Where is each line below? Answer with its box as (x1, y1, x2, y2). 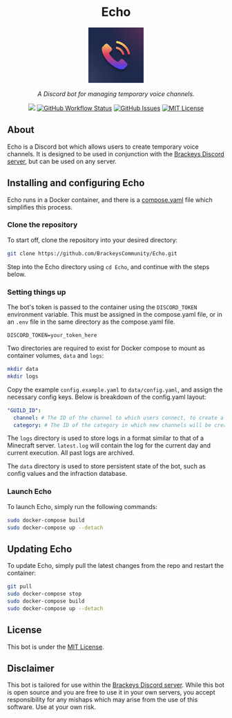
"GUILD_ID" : (7, 407, 41, 414)
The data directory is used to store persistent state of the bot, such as (7, 462, 206, 470)
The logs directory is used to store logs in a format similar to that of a (7, 434, 204, 443)
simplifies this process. (7, 203, 73, 211)
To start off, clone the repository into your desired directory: (7, 236, 178, 244)
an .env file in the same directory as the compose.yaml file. (7, 317, 175, 326)
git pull (7, 583, 32, 590)
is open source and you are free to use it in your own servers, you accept (7, 688, 215, 697)
